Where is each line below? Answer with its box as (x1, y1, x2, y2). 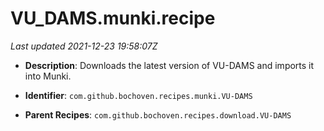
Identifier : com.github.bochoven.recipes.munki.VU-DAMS (24, 89, 253, 101)
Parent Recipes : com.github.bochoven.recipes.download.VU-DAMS (24, 108, 292, 121)
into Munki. (24, 70, 72, 82)
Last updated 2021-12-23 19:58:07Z (10, 40, 158, 52)
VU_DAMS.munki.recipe (10, 7, 216, 30)
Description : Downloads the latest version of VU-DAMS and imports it (24, 59, 315, 71)
